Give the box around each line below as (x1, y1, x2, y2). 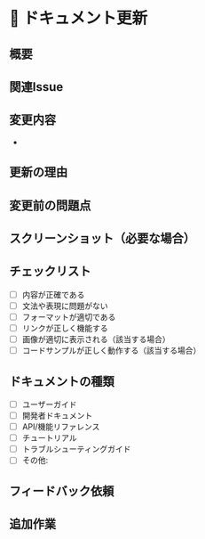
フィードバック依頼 (9, 483, 114, 499)
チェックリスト (9, 264, 91, 279)
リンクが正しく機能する (21, 323, 108, 333)
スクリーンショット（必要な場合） (9, 231, 195, 246)
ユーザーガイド (21, 398, 77, 410)
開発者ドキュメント (21, 411, 93, 421)
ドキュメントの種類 (9, 373, 114, 388)
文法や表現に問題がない (21, 300, 108, 311)
